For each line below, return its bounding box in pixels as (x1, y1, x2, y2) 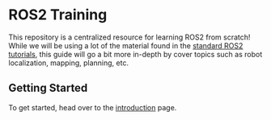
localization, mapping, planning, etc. (8, 58, 129, 68)
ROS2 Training (8, 6, 108, 24)
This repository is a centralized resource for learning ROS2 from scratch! (8, 32, 251, 42)
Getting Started (8, 81, 88, 95)
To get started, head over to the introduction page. (8, 102, 177, 112)
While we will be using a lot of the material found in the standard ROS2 (8, 40, 243, 50)
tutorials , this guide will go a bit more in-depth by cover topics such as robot (8, 49, 263, 59)
